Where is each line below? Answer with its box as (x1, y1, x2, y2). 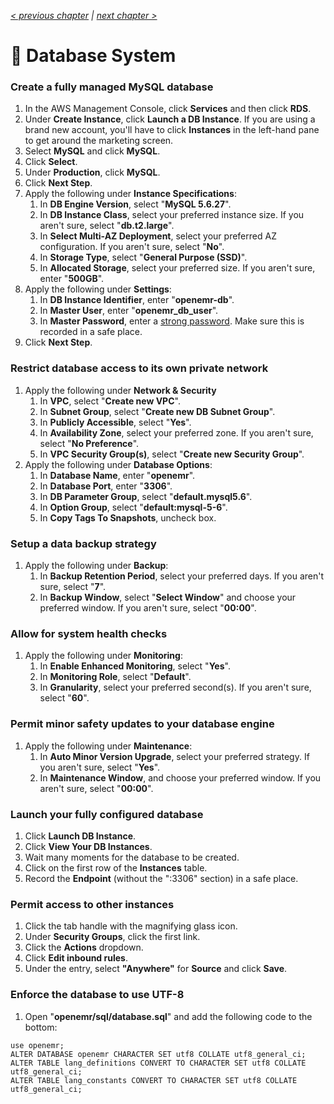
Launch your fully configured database (10, 807, 204, 821)
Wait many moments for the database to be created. (24, 851, 240, 863)
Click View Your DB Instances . (24, 840, 153, 852)
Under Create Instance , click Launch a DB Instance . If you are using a (24, 113, 316, 125)
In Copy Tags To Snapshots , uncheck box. (39, 511, 217, 524)
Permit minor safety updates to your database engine (10, 717, 275, 731)
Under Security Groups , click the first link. (24, 931, 201, 943)
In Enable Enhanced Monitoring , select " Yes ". (39, 660, 231, 672)
